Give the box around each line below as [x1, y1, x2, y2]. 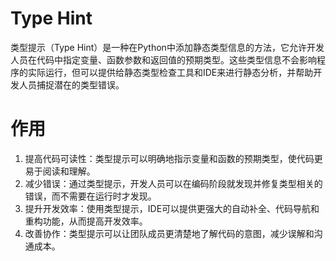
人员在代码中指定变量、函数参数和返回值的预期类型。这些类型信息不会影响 [10, 53, 317, 66]
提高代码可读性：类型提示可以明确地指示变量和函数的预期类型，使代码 [24, 152, 315, 164]
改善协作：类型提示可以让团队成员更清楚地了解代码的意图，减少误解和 [24, 227, 315, 239]
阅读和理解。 [42, 165, 96, 177]
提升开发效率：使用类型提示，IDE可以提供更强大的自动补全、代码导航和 [24, 202, 320, 214]
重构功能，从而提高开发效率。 [24, 215, 148, 227]
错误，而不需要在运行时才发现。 [24, 190, 157, 202]
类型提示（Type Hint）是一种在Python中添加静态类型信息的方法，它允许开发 [10, 41, 325, 53]
